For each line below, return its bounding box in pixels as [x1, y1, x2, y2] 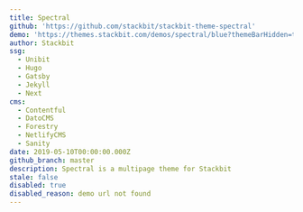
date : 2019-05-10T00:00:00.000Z [9, 147, 131, 156]
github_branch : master [9, 155, 95, 165]
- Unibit [17, 55, 50, 64]
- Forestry [17, 123, 59, 132]
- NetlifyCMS [17, 131, 67, 140]
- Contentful [17, 106, 67, 115]
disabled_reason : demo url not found [9, 189, 151, 198]
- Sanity [17, 139, 50, 148]
